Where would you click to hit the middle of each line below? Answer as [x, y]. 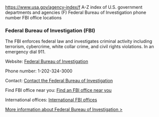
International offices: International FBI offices [51, 100]
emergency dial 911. [25, 52]
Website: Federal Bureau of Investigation [47, 61]
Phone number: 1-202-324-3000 [39, 71]
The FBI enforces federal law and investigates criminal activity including [79, 41]
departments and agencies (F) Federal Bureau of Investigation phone [76, 12]
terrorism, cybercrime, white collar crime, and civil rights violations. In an [79, 47]
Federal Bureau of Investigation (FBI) [50, 30]
